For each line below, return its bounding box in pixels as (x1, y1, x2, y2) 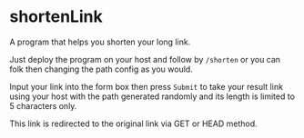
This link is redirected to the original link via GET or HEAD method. (9, 118, 258, 129)
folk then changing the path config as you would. (9, 64, 193, 74)
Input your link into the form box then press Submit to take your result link (9, 81, 284, 92)
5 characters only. (9, 100, 77, 111)
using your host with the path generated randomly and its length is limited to (9, 91, 296, 102)
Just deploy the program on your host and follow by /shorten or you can (9, 54, 280, 64)
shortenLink (9, 6, 103, 27)
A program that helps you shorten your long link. (9, 36, 191, 47)
